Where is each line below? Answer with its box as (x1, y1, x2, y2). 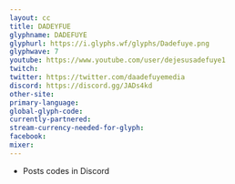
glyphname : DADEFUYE (9, 30, 88, 39)
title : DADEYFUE (9, 22, 71, 31)
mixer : (9, 140, 35, 149)
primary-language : (9, 97, 79, 107)
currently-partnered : (9, 115, 92, 124)
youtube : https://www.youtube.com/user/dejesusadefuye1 (9, 56, 226, 65)
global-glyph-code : (9, 107, 84, 116)
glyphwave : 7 (9, 47, 59, 56)
